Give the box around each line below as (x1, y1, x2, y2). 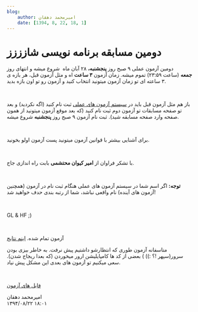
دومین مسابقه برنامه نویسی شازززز (7, 45, 162, 59)
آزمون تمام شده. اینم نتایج (7, 235, 64, 242)
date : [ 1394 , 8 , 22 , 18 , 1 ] (17, 20, 87, 26)
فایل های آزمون (7, 282, 41, 289)
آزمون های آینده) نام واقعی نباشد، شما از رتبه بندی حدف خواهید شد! (7, 188, 156, 196)
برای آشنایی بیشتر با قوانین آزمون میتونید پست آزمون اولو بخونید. (7, 136, 150, 143)
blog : (7, 8, 20, 15)
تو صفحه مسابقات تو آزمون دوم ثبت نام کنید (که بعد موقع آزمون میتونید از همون (7, 107, 183, 114)
